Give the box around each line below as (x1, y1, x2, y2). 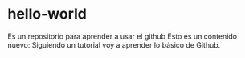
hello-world (7, 5, 88, 23)
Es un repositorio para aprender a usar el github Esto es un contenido (7, 31, 238, 41)
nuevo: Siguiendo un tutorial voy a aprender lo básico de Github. (7, 39, 221, 49)
